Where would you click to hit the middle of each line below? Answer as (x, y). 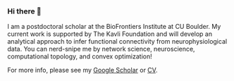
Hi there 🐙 (25, 11)
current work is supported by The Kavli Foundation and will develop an (110, 34)
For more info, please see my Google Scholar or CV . (82, 70)
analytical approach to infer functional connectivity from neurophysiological (117, 42)
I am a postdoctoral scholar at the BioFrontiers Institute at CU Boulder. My (114, 27)
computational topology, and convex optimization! (80, 56)
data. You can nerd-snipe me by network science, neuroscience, (101, 49)
